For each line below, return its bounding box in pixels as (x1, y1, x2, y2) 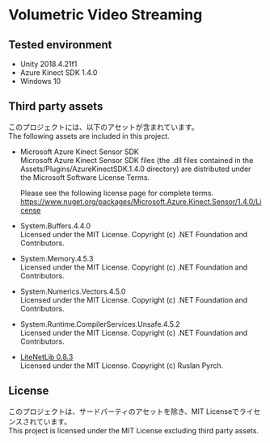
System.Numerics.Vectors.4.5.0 (19, 286, 126, 296)
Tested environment (8, 38, 112, 52)
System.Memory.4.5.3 (19, 253, 94, 263)
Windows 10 (19, 77, 61, 86)
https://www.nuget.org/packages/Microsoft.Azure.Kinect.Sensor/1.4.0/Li (19, 196, 262, 207)
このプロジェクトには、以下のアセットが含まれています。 (8, 122, 199, 132)
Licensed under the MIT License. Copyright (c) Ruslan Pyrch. (19, 361, 224, 370)
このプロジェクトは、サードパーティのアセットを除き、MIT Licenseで (8, 406, 240, 416)
